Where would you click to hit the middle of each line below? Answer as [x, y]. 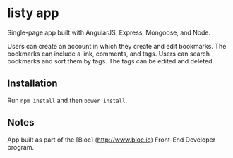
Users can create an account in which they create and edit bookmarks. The [117, 46]
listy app [33, 13]
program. [21, 147]
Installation [32, 84]
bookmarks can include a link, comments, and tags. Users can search [109, 54]
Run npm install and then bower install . [67, 100]
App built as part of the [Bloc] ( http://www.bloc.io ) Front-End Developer [112, 140]
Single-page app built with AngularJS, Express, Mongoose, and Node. [109, 32]
